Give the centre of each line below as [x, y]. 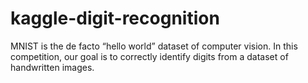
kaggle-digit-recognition [115, 18]
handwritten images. [52, 67]
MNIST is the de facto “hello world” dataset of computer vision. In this [154, 46]
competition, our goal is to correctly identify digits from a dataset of [149, 56]
